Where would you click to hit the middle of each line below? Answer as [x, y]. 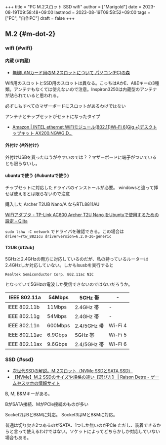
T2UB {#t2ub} [20, 247]
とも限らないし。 [22, 163]
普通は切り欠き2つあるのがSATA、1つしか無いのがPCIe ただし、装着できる [81, 425]
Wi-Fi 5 [118, 335]
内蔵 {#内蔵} [18, 60]
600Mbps [58, 326]
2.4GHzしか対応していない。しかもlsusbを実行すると [59, 265]
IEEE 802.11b [24, 307]
